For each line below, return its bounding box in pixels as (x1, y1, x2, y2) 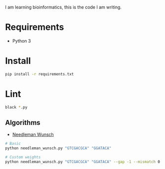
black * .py (5, 105, 28, 110)
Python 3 (12, 38, 31, 44)
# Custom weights (5, 155, 41, 160)
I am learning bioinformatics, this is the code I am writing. (5, 4, 122, 10)
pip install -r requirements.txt (5, 71, 74, 76)
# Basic (5, 141, 21, 146)
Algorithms (5, 118, 41, 127)
